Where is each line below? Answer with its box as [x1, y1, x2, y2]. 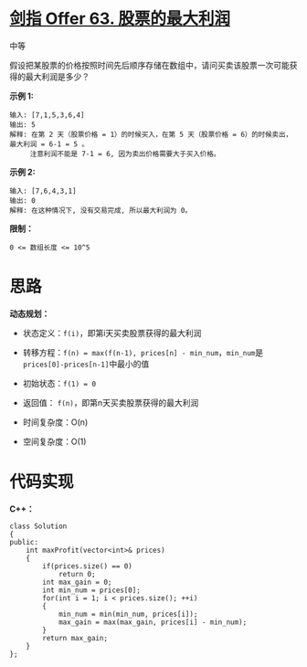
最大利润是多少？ [25, 70, 90, 82]
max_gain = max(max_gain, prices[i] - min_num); [58, 618, 248, 627]
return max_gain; [42, 633, 108, 642]
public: [9, 537, 39, 546]
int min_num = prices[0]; [42, 586, 142, 595]
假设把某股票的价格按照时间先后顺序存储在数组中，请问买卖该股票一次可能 [9, 59, 290, 70]
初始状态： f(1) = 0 [22, 377, 97, 388]
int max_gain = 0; [42, 577, 112, 587]
